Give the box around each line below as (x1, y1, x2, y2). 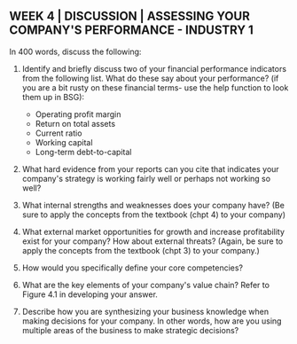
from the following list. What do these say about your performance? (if (21, 73, 279, 83)
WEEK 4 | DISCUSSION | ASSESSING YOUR (9, 9, 250, 24)
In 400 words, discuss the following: (9, 46, 142, 57)
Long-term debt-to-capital (35, 146, 132, 157)
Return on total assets (35, 118, 116, 129)
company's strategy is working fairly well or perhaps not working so (21, 173, 271, 184)
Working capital (35, 137, 93, 147)
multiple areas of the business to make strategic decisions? (21, 324, 239, 335)
